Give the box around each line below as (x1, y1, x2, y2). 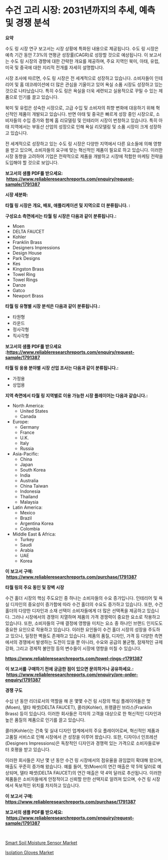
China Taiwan (20, 483, 49, 489)
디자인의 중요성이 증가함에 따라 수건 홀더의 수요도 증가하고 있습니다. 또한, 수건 (10, 601, 163, 607)
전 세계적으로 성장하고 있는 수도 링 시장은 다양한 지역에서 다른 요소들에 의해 (5, 141, 152, 147)
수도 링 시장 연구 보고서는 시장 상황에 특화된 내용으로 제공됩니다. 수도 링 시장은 (5, 45, 159, 51)
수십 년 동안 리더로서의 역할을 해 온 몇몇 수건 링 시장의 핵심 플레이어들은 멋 (5, 698, 151, 704)
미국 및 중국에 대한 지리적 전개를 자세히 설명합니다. (5, 64, 104, 71)
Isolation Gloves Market (5, 849, 54, 855)
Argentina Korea (20, 520, 54, 526)
